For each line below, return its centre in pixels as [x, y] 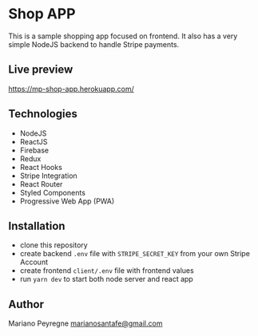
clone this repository [54, 245]
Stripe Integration [48, 176]
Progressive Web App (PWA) [67, 201]
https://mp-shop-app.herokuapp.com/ [71, 89]
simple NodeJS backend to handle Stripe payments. [94, 44]
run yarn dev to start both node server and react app [106, 279]
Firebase [34, 150]
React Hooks [41, 167]
